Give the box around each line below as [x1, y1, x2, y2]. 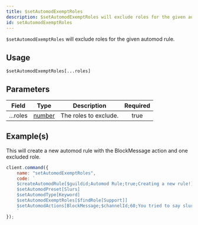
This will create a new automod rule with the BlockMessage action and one [6, 147, 189, 154]
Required [124, 102, 150, 109]
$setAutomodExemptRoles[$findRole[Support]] [16, 197, 128, 203]
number [33, 112, 55, 119]
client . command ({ [6, 164, 49, 170]
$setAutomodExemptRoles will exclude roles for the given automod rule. [6, 36, 175, 43]
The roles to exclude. [60, 112, 119, 119]
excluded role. [6, 153, 41, 160]
